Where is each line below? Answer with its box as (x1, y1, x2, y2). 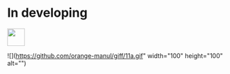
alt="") (7, 59, 26, 67)
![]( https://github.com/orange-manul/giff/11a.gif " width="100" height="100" (7, 51, 223, 60)
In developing (7, 5, 88, 21)
